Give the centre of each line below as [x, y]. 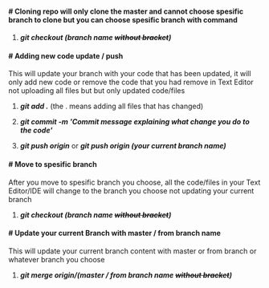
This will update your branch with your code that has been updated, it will [130, 74]
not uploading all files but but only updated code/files [97, 91]
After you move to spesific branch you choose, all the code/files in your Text [134, 182]
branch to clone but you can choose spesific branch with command [123, 19]
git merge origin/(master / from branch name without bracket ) [126, 275]
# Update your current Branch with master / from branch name [114, 233]
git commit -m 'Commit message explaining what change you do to [135, 122]
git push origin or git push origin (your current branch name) [123, 146]
